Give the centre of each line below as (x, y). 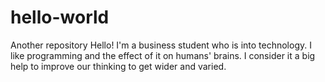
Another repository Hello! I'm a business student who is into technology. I (161, 45)
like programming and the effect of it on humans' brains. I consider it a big (163, 55)
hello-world (60, 17)
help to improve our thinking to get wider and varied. (118, 66)
